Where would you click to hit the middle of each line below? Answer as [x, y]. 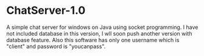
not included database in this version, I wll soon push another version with [99, 33]
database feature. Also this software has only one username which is [93, 40]
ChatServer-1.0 [46, 11]
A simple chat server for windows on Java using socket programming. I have [102, 27]
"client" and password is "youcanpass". [56, 46]
